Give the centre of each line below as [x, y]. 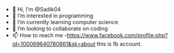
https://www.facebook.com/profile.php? [117, 35]
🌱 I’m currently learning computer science [65, 22]
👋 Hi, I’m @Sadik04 [36, 9]
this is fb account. [119, 44]
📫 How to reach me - [40, 35]
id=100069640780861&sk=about [54, 44]
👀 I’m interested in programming [53, 16]
